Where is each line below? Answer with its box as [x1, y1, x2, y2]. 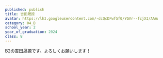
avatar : [5, 16, 21, 21]
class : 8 [5, 34, 23, 39]
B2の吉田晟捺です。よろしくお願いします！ [5, 48, 91, 54]
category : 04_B [5, 20, 36, 26]
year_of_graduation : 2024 [5, 29, 57, 34]
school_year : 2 [5, 25, 36, 30]
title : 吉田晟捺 [5, 12, 35, 16]
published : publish [5, 7, 45, 12]
